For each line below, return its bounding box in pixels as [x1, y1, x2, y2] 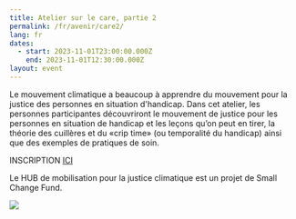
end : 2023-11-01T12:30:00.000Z [26, 55, 145, 65]
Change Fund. [9, 182, 63, 193]
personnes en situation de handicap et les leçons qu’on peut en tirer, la [9, 117, 276, 128]
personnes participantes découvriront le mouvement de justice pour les [9, 108, 278, 119]
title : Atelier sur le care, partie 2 [9, 13, 157, 23]
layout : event [9, 65, 64, 74]
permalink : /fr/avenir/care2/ [9, 22, 125, 31]
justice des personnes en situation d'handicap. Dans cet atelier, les [9, 98, 261, 109]
